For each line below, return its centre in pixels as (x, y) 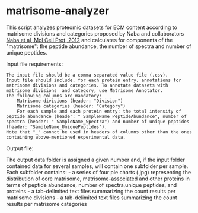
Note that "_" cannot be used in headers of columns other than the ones (99, 132)
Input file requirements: (35, 64)
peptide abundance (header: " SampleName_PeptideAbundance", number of (96, 116)
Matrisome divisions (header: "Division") (70, 101)
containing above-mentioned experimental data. (66, 137)
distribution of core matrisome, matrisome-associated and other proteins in (98, 179)
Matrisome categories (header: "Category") (71, 106)
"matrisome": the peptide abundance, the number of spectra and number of (99, 46)
